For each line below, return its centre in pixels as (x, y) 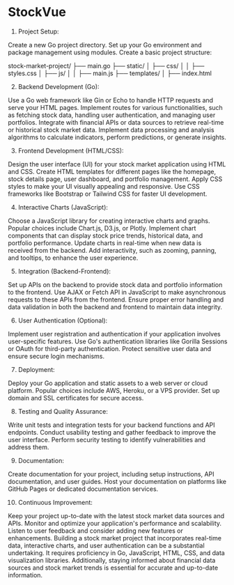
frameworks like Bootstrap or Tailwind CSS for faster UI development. (108, 194)
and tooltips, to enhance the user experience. (73, 258)
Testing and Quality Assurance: (63, 411)
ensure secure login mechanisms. (56, 356)
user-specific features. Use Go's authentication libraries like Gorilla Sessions (118, 341)
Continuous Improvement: (55, 502)
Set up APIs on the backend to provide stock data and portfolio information (115, 284)
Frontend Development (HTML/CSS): (71, 150)
